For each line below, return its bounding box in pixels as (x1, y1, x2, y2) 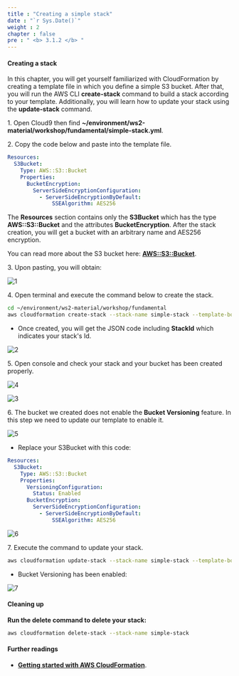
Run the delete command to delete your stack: (7, 616, 147, 624)
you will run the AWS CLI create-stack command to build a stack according (7, 90, 229, 98)
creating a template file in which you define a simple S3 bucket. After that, (7, 83, 224, 91)
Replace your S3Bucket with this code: (17, 443, 132, 452)
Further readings (7, 645, 58, 653)
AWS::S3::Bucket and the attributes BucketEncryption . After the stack (7, 221, 216, 229)
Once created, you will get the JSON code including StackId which (17, 324, 214, 333)
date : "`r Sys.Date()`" (7, 17, 81, 24)
